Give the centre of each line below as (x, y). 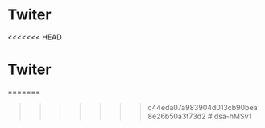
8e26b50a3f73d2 (177, 116)
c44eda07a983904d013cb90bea (203, 107)
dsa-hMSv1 (232, 116)
